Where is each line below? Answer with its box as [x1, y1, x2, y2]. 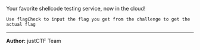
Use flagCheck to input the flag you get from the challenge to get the [6, 16, 190, 22]
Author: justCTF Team [6, 38, 61, 44]
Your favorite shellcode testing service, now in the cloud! [6, 5, 146, 12]
